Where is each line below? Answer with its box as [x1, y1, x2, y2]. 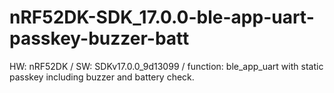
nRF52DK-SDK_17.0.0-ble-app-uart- [9, 6, 315, 29]
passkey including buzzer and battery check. [9, 71, 195, 83]
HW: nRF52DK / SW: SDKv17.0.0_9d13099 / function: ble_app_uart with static [9, 60, 324, 72]
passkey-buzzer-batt [9, 27, 190, 50]
